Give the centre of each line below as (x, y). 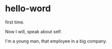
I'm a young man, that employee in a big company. (56, 41)
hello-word (28, 9)
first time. (15, 22)
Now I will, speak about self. (34, 31)
